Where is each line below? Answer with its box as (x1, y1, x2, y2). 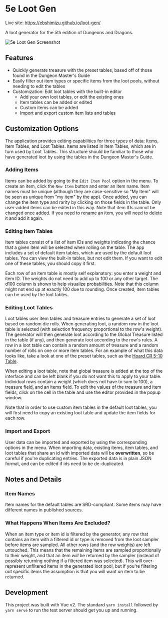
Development (5, 588, 48, 597)
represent (5, 563, 25, 569)
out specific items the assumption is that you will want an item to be (5, 568, 145, 574)
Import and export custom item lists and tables (19, 110, 116, 116)
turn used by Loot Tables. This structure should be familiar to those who (5, 148, 154, 154)
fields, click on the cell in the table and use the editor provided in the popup (5, 389, 161, 395)
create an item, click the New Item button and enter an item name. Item (5, 183, 150, 189)
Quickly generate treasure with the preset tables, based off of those (12, 67, 152, 73)
